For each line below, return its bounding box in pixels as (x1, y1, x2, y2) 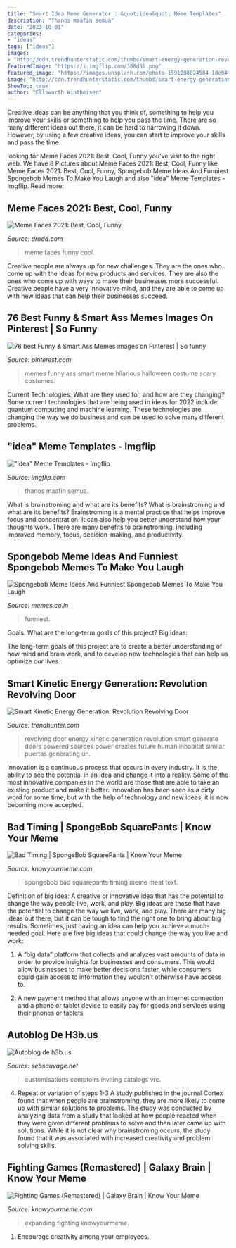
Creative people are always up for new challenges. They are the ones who (7, 261, 223, 270)
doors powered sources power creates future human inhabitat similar (24, 742, 225, 751)
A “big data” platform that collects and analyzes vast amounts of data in (17, 950, 225, 959)
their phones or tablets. (17, 1009, 86, 1017)
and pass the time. (7, 138, 61, 146)
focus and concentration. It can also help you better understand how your (7, 515, 221, 523)
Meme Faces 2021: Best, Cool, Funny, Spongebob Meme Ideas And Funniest (7, 167, 229, 175)
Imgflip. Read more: (7, 182, 65, 190)
